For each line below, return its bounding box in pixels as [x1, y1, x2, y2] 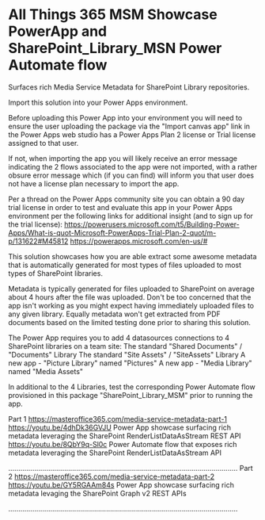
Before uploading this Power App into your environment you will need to [8, 113, 243, 122]
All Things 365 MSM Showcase [8, 6, 218, 24]
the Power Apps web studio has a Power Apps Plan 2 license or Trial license [8, 129, 256, 140]
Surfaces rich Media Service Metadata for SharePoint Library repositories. [8, 82, 250, 92]
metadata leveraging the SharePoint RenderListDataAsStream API [8, 448, 222, 457]
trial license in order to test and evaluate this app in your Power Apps [8, 202, 233, 212]
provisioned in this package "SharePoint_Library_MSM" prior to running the [8, 390, 253, 400]
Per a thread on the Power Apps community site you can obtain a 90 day [8, 194, 245, 204]
